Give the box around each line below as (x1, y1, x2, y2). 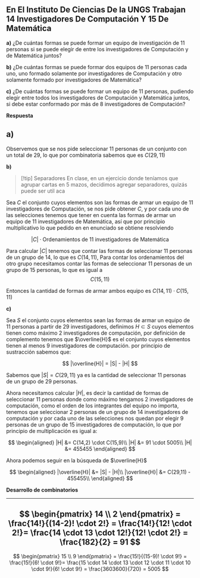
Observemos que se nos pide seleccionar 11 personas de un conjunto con (6, 145, 187, 152)
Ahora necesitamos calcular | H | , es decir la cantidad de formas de (6, 389, 168, 396)
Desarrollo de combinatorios (6, 486, 79, 493)
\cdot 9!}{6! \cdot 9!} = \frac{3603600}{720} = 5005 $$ (31, 565, 169, 573)
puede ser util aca (20, 187, 65, 194)
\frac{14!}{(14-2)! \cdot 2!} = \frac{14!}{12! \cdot (8, 518, 192, 528)
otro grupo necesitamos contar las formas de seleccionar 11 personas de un (6, 259, 192, 267)
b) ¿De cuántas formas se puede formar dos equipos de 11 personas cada (6, 63, 187, 70)
